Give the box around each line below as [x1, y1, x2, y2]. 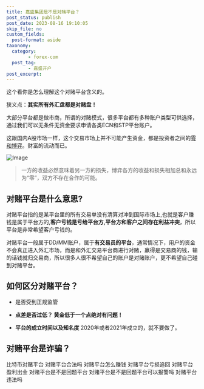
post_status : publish [6, 15, 61, 21]
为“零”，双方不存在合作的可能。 [21, 174, 101, 182]
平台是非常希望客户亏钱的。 [6, 226, 76, 233]
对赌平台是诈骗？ [6, 344, 70, 354]
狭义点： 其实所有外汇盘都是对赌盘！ [6, 101, 97, 108]
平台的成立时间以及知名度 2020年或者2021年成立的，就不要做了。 [15, 324, 181, 331]
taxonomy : [6, 43, 32, 49]
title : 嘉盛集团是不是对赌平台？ [6, 8, 80, 15]
